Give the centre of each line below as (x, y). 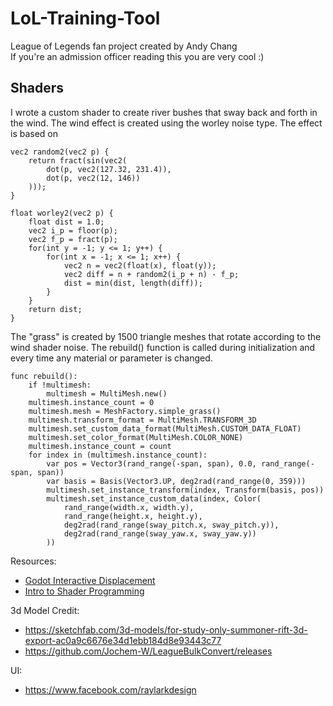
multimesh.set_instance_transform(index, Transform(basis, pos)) (185, 490)
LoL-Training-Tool (85, 18)
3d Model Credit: (45, 610)
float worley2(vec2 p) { (62, 213)
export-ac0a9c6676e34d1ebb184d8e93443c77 (123, 640)
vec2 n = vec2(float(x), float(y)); (140, 265)
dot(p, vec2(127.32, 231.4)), (109, 169)
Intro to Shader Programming (84, 591)
